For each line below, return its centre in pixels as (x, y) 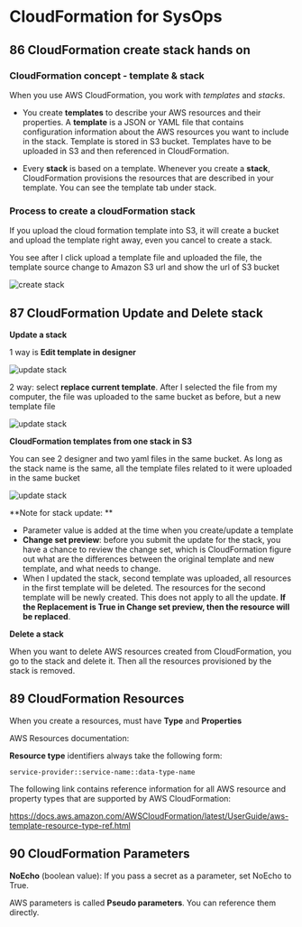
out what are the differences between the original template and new (148, 559)
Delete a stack (37, 634)
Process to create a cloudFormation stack (102, 211)
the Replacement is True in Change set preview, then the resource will (156, 607)
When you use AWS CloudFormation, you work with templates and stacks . (147, 95)
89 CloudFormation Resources (97, 699)
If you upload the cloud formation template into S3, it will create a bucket (144, 231)
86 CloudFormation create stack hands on (130, 50)
